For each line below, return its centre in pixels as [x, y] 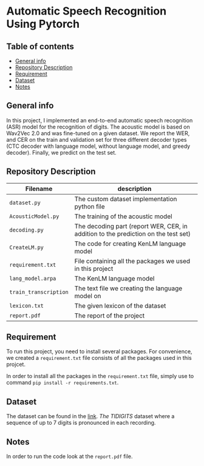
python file [90, 206]
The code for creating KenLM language [130, 244]
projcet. [16, 364]
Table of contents [40, 46]
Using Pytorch [43, 24]
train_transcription [39, 292]
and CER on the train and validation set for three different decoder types [97, 139]
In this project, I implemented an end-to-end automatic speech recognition [100, 120]
